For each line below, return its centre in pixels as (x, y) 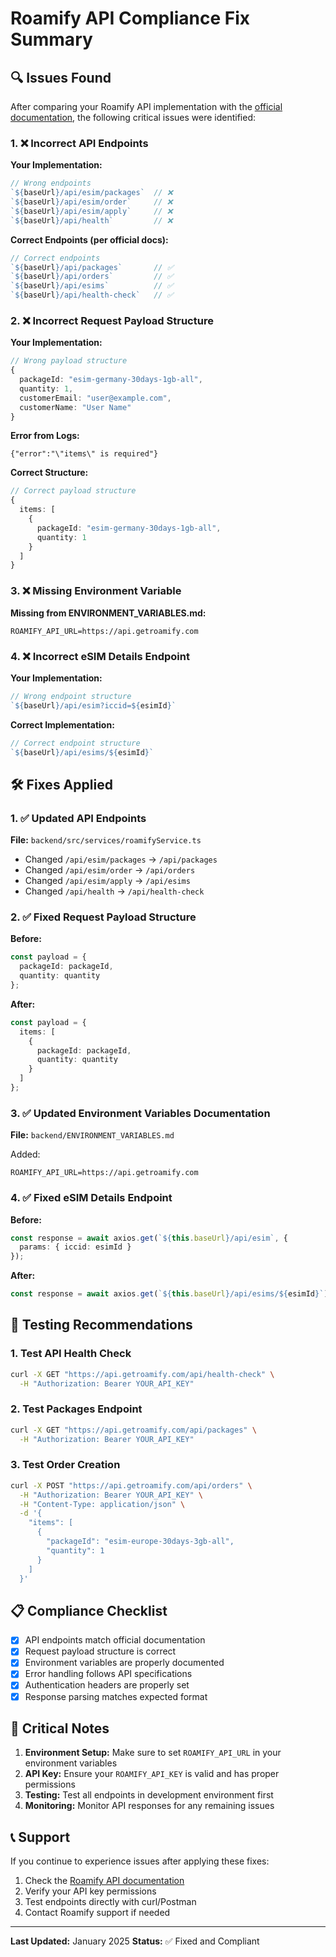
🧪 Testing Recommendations (101, 1325)
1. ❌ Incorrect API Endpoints (79, 143)
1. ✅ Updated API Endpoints (78, 818)
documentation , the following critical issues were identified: (133, 117)
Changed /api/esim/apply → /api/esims (107, 881)
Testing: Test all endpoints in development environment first (149, 1795)
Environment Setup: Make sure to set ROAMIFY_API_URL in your (153, 1753)
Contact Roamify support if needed (97, 1913)
